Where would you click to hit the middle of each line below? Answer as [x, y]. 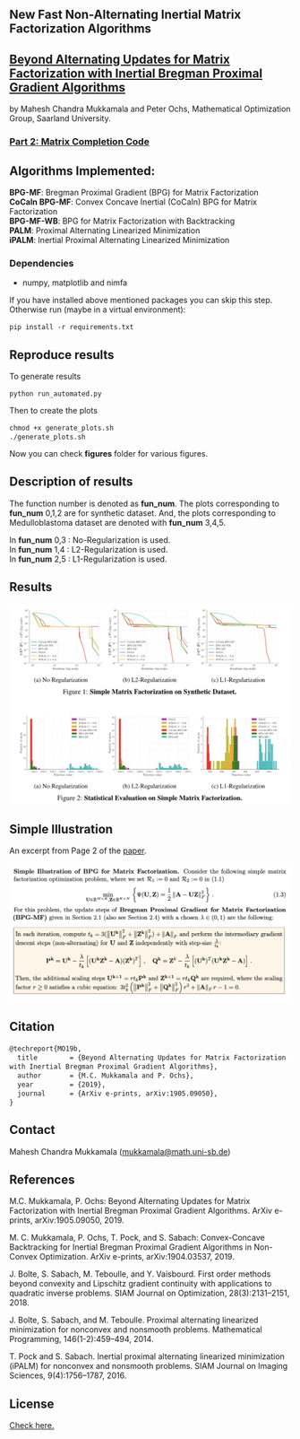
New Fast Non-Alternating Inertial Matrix [125, 15]
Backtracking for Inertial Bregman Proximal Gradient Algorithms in [131, 1247]
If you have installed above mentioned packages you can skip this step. [141, 301]
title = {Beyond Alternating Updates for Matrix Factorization [152, 1058]
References [42, 1179]
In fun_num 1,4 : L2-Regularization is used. [89, 549]
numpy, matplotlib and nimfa [75, 283]
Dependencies [42, 263]
